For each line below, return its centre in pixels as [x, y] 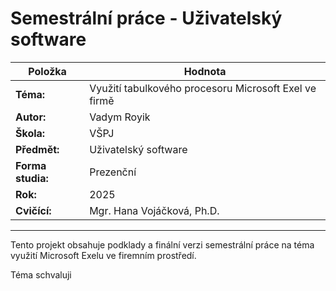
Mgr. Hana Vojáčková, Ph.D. [154, 210]
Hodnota [205, 71]
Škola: [30, 133]
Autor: [31, 117]
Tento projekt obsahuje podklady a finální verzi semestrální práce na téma [162, 244]
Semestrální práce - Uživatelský [146, 18]
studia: [32, 178]
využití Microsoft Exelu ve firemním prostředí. [103, 255]
